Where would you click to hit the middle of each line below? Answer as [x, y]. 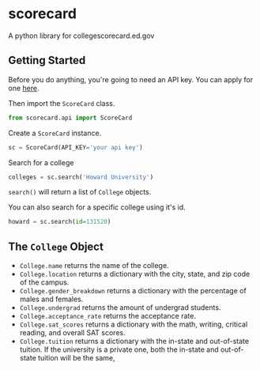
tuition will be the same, [77, 358]
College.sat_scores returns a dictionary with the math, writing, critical [134, 324]
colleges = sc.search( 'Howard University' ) [81, 177]
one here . [24, 88]
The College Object [56, 246]
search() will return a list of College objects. [80, 192]
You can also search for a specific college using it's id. [97, 207]
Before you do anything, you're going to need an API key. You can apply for [131, 79]
